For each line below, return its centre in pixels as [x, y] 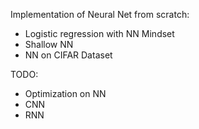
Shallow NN [49, 44]
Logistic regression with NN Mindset [99, 33]
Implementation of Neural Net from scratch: [100, 14]
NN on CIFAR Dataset [68, 55]
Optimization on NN [65, 93]
